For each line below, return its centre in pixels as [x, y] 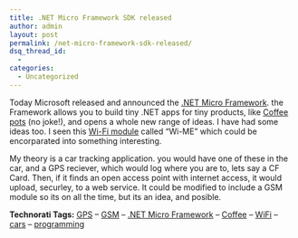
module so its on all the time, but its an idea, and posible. [115, 196]
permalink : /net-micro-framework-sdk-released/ [101, 43]
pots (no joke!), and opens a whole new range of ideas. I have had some [144, 121]
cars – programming [47, 224]
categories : [32, 69]
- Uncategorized [48, 77]
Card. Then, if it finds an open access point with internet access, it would [146, 177]
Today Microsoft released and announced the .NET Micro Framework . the [146, 102]
